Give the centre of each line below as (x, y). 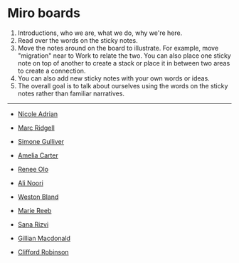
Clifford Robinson (43, 252)
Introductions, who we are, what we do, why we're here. (100, 33)
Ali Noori (31, 182)
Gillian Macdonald (44, 238)
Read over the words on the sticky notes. (78, 40)
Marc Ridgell (36, 128)
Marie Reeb (34, 210)
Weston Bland (38, 197)
